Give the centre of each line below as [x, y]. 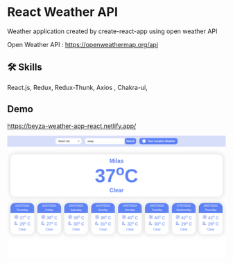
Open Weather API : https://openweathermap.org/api [83, 44]
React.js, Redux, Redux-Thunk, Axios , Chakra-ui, [77, 87]
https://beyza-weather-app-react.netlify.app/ [72, 126]
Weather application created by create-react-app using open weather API [112, 31]
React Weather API [62, 12]
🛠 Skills [25, 67]
